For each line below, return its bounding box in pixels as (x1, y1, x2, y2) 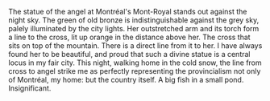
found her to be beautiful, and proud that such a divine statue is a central (8, 50, 251, 59)
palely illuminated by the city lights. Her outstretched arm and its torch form (8, 24, 260, 33)
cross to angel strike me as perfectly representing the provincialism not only (8, 67, 261, 75)
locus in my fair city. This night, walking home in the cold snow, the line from (8, 58, 262, 67)
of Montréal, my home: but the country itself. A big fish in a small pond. (8, 75, 244, 84)
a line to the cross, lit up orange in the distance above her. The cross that (8, 32, 251, 42)
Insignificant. (8, 83, 52, 93)
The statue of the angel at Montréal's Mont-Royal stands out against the (8, 7, 247, 16)
